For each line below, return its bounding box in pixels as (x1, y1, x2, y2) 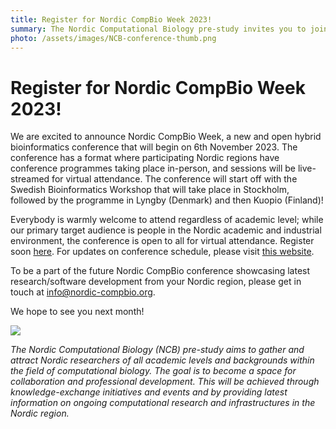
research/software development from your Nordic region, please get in (10, 276, 302, 288)
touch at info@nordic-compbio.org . (10, 286, 156, 298)
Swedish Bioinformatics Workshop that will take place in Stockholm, (10, 184, 290, 196)
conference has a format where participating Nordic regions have (10, 152, 280, 164)
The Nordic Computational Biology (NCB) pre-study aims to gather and (10, 344, 305, 356)
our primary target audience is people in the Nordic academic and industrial (10, 224, 322, 236)
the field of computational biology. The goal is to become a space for (10, 365, 297, 377)
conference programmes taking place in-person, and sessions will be (10, 162, 296, 175)
